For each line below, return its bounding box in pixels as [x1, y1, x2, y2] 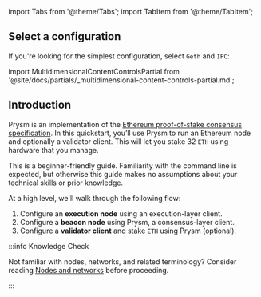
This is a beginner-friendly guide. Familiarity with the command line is [8, 160, 237, 171]
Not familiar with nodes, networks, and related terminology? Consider [8, 256, 237, 267]
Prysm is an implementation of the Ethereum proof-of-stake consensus [8, 119, 242, 129]
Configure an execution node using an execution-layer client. [19, 208, 223, 219]
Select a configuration [8, 30, 121, 43]
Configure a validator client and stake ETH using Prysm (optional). [19, 226, 237, 235]
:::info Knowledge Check [8, 241, 89, 251]
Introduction [8, 98, 72, 112]
